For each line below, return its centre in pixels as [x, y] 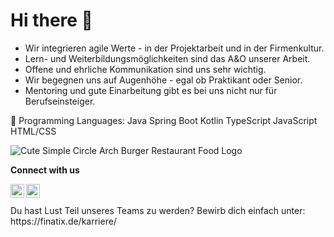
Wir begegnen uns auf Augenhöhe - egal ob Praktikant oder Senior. [163, 80]
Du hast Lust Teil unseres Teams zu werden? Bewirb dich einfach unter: [158, 210]
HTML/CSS [33, 131]
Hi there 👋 [51, 20]
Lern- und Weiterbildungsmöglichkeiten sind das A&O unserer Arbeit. [167, 58]
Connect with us [45, 170]
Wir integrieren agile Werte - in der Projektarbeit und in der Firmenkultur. [174, 48]
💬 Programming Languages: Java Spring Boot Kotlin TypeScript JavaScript [164, 120]
